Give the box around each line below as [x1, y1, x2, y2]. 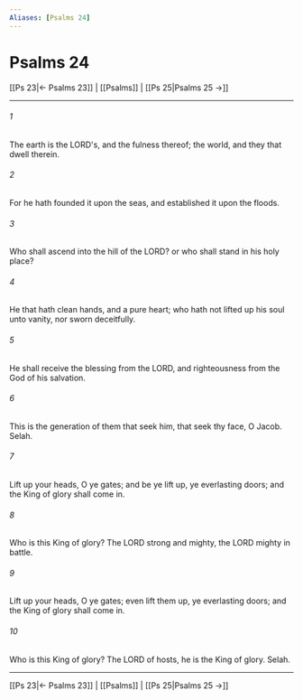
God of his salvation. [9, 372, 86, 383]
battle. [9, 547, 33, 558]
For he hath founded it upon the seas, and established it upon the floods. [9, 197, 280, 208]
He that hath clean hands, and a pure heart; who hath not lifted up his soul [9, 304, 285, 315]
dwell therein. [9, 148, 60, 159]
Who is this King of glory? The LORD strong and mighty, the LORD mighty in [9, 537, 291, 548]
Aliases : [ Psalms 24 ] [9, 13, 91, 23]
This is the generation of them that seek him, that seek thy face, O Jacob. [9, 421, 282, 432]
